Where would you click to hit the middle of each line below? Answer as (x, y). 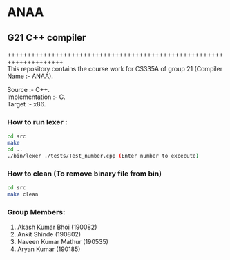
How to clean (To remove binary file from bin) (85, 174)
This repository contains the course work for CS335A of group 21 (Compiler (115, 69)
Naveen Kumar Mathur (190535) (63, 242)
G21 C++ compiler (47, 38)
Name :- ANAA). (30, 76)
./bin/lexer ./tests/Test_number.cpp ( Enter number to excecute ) (103, 156)
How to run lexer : (37, 122)
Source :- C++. (28, 90)
